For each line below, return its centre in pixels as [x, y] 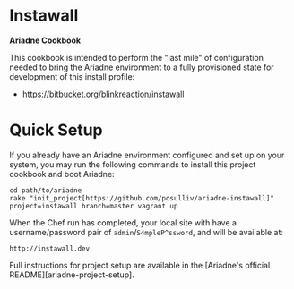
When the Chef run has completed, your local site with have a [123, 222]
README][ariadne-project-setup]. [72, 275]
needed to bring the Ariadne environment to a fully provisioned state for [142, 67]
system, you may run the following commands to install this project [133, 164]
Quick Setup [56, 130]
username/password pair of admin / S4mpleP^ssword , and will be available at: [147, 232]
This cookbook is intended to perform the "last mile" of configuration [137, 57]
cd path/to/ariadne [46, 190]
